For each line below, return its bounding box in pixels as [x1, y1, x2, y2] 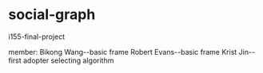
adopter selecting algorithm [22, 56, 114, 65]
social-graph [8, 6, 96, 24]
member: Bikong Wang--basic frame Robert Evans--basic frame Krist [8, 47, 237, 56]
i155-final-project [8, 32, 66, 41]
